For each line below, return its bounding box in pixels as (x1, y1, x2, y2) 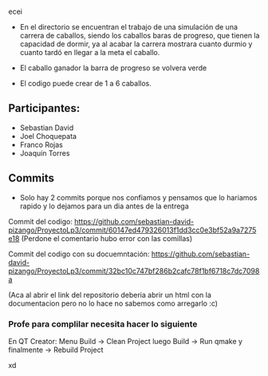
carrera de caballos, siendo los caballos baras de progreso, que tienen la (19, 31, 260, 40)
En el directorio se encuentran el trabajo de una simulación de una (19, 22, 238, 31)
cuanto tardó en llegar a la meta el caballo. (19, 48, 160, 57)
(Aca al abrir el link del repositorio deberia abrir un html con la (8, 290, 211, 299)
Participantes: (8, 101, 81, 115)
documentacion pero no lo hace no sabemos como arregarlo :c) (8, 299, 218, 308)
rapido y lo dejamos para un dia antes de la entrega (19, 201, 189, 211)
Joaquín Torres (19, 148, 70, 158)
